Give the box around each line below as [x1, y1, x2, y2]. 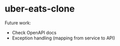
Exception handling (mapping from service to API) [12, 35, 115, 41]
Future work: [5, 20, 31, 26]
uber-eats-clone [5, 3, 75, 15]
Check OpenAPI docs [12, 29, 57, 35]
